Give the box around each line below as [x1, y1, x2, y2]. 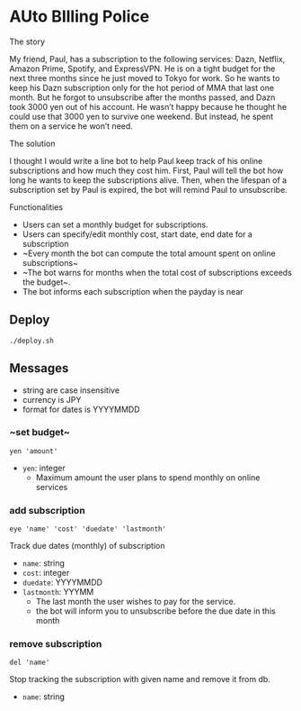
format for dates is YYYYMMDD [22, 404, 141, 415]
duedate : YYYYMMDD [22, 577, 103, 588]
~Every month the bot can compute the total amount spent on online [22, 248, 276, 259]
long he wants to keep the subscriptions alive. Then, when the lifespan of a [9, 174, 288, 186]
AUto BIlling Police [9, 6, 150, 27]
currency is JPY [22, 394, 82, 405]
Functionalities [9, 201, 64, 213]
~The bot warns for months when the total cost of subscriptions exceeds [22, 267, 292, 278]
